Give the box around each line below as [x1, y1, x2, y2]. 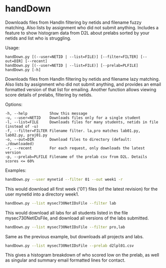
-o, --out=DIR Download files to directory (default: [5, 137, 132, 142]
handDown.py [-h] [5, 67, 41, 72]
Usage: [5, 45, 20, 51]
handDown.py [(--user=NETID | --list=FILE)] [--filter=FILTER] [5, 54, 139, 59]
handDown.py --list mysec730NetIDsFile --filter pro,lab [5, 224, 125, 229]
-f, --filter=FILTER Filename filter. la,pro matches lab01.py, [5, 128, 141, 133]
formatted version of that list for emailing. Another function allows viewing [5, 86, 157, 92]
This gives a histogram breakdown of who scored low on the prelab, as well [5, 252, 160, 258]
